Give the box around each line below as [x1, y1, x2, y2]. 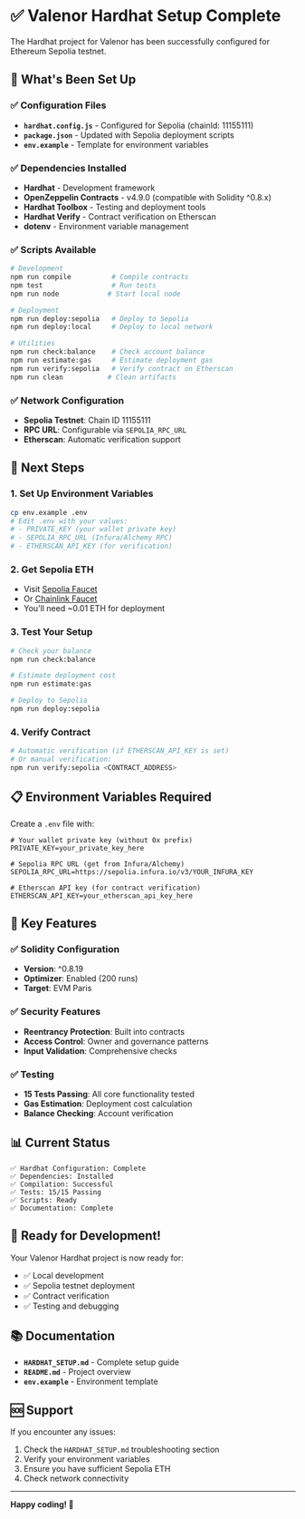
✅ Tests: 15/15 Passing [10, 1187, 102, 1197]
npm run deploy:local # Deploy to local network [10, 323, 214, 332]
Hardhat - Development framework [23, 182, 156, 193]
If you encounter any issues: [10, 1426, 117, 1437]
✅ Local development [23, 1270, 105, 1280]
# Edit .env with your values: [10, 516, 129, 526]
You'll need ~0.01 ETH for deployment [23, 603, 166, 614]
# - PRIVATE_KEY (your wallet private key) [10, 525, 177, 534]
